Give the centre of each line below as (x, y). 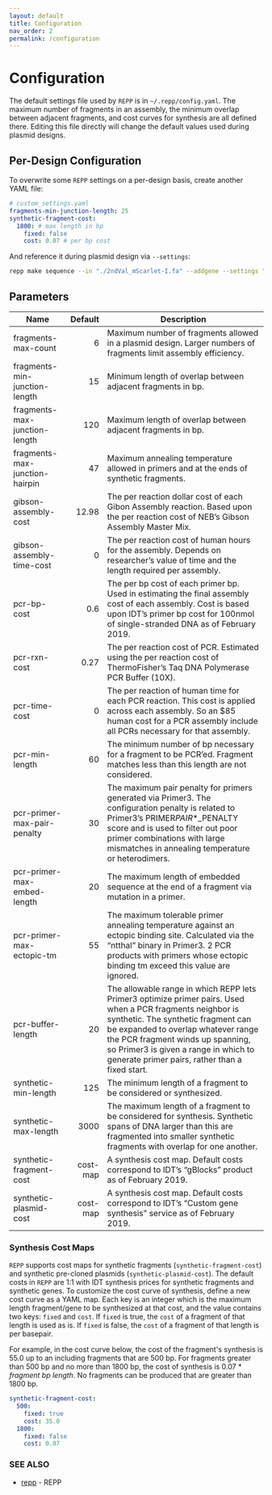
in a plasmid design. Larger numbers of (181, 343)
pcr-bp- (30, 603)
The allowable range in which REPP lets (182, 989)
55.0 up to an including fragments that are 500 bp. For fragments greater (130, 1358)
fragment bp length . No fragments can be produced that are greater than (131, 1375)
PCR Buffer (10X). (141, 678)
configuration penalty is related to (171, 808)
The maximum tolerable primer (165, 914)
